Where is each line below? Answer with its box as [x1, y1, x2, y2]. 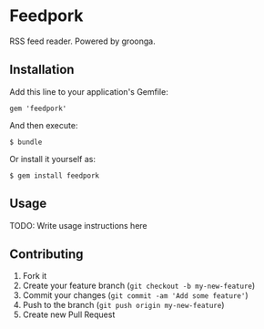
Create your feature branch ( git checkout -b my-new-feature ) [22, 280, 256, 292]
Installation [9, 62, 75, 77]
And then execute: [9, 119, 78, 130]
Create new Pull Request [22, 309, 116, 320]
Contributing [9, 246, 84, 262]
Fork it [22, 271, 47, 282]
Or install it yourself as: [9, 153, 96, 164]
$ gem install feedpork [9, 170, 100, 180]
